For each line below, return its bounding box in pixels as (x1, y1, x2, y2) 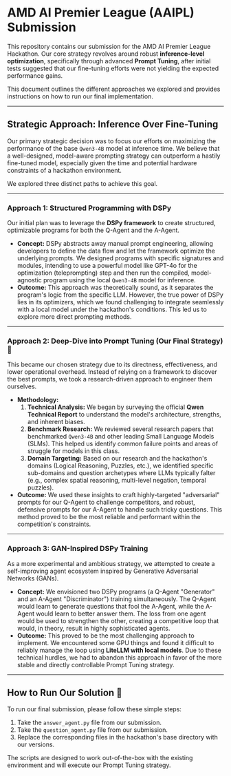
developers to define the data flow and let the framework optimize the (16, 247, 215, 255)
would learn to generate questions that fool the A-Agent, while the (16, 602, 204, 610)
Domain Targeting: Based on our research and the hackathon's (27, 454, 208, 463)
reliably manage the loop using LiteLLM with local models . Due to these (16, 646, 222, 654)
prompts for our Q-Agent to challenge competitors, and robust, (16, 498, 196, 507)
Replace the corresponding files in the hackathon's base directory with (16, 733, 218, 742)
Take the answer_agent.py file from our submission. (16, 718, 162, 727)
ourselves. (7, 382, 37, 390)
